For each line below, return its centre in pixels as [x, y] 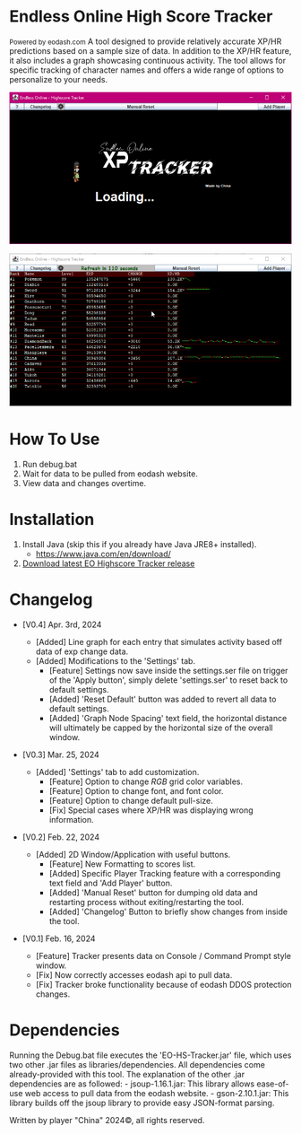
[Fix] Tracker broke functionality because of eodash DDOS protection [163, 984]
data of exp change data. [82, 651]
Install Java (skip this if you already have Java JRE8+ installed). [139, 544]
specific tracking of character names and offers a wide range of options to [146, 70]
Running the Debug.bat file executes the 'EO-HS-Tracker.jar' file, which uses [150, 1055]
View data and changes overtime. [84, 483]
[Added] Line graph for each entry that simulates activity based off [159, 641]
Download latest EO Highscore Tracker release [108, 563]
